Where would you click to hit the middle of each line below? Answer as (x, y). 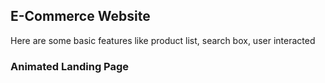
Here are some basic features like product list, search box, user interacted (163, 40)
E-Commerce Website (80, 16)
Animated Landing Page (70, 66)
